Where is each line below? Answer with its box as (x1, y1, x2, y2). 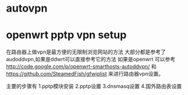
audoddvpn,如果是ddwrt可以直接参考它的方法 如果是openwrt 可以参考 (6, 56, 176, 63)
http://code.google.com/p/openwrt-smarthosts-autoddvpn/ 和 (6, 63, 157, 70)
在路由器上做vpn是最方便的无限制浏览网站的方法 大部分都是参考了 (6, 48, 166, 55)
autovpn (6, 2, 48, 15)
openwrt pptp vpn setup (6, 29, 127, 42)
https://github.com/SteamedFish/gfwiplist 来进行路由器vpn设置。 (6, 71, 164, 78)
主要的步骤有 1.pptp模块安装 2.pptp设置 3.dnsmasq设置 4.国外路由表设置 (6, 83, 182, 90)
